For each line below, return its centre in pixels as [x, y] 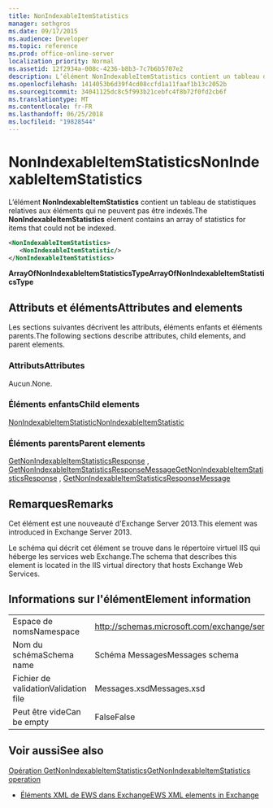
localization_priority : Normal [61, 62]
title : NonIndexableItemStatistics [69, 16]
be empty [31, 722]
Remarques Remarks [61, 504]
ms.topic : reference [43, 46]
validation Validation [50, 688]
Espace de [32, 621]
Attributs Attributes [47, 365]
